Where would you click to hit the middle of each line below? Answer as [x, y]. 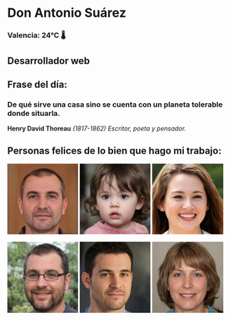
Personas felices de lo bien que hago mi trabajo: [114, 151]
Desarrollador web [48, 61]
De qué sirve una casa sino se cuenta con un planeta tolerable [115, 105]
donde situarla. [34, 113]
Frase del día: [38, 85]
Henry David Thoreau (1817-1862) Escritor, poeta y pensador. [97, 128]
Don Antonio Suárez [67, 13]
